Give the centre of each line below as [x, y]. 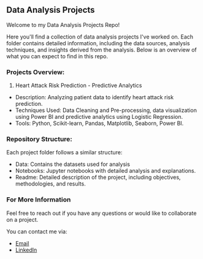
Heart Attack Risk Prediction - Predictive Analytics [79, 86]
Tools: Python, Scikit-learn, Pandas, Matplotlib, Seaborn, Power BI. [99, 123]
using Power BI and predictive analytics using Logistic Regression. [99, 117]
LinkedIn [26, 250]
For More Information [39, 200]
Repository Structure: [39, 139]
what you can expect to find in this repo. [57, 56]
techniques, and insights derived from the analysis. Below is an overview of [102, 50]
